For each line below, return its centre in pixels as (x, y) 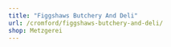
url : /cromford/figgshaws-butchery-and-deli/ (85, 23)
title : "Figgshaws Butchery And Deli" (73, 16)
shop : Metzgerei (35, 30)
